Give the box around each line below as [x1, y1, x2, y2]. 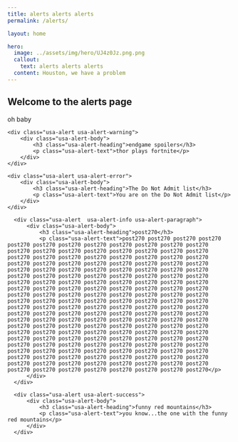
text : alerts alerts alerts [20, 63, 103, 70]
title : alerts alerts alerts [7, 10, 94, 18]
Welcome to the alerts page [7, 96, 133, 108]
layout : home [7, 30, 46, 37]
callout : [14, 56, 40, 64]
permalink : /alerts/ [7, 17, 69, 24]
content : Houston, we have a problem [14, 69, 126, 76]
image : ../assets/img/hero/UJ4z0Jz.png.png [14, 49, 145, 57]
